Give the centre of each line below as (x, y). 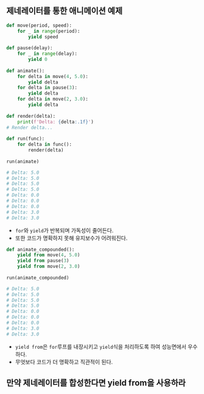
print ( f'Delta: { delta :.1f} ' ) (56, 122)
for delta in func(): (44, 145)
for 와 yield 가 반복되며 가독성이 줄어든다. (64, 230)
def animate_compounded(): (40, 249)
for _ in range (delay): (47, 54)
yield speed (44, 37)
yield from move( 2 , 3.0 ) (49, 267)
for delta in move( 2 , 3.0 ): (53, 99)
